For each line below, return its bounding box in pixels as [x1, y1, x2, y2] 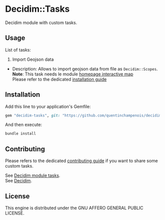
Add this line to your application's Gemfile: [5, 103, 91, 109]
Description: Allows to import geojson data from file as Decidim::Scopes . [12, 66, 158, 72]
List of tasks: [5, 47, 31, 52]
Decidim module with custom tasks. [5, 20, 78, 25]
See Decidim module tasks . [5, 172, 60, 178]
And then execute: [5, 122, 42, 128]
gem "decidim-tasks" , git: [5, 113, 60, 118]
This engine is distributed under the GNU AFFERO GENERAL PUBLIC [5, 205, 144, 211]
